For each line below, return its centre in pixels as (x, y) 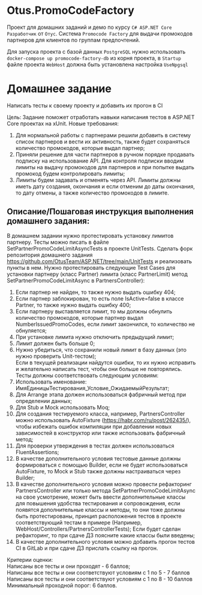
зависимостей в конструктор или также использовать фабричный (100, 433)
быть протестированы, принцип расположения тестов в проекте (98, 516)
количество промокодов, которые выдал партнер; (80, 148)
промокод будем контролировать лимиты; (70, 173)
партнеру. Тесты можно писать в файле (58, 242)
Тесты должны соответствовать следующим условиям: (87, 375)
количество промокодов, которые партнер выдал (79, 317)
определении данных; (44, 400)
